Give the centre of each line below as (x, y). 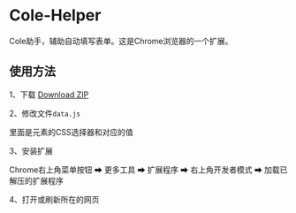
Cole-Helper (55, 15)
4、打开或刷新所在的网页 (54, 199)
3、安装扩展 (31, 150)
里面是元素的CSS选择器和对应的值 (72, 132)
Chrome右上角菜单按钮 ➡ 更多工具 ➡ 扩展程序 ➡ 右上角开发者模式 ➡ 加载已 (148, 170)
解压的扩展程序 (36, 180)
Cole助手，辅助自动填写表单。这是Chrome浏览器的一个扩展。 (121, 41)
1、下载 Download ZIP (49, 95)
